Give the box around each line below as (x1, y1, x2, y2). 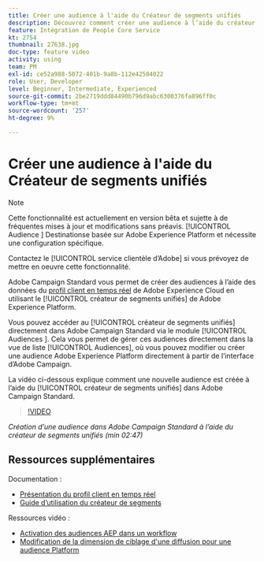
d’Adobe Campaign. (8, 359, 73, 369)
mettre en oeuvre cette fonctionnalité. (8, 262, 131, 271)
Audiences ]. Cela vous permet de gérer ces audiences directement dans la (8, 334, 254, 344)
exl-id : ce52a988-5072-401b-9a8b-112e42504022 (8, 70, 164, 78)
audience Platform (19, 545, 80, 554)
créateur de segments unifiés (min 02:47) (8, 430, 143, 440)
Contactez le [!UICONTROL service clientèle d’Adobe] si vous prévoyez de (8, 253, 250, 262)
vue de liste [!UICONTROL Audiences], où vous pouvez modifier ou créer (8, 342, 246, 352)
